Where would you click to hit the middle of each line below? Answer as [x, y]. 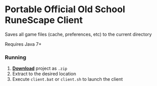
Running [16, 57]
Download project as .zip [40, 68]
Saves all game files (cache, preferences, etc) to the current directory [78, 34]
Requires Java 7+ [23, 44]
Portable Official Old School [65, 9]
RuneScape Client [44, 20]
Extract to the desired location [44, 74]
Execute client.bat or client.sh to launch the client [67, 79]
